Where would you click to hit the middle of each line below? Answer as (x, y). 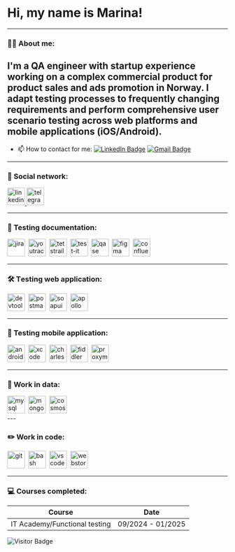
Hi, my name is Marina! (75, 13)
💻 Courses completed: (47, 491)
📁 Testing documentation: (52, 227)
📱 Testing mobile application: (58, 333)
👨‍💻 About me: (31, 43)
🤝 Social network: (38, 176)
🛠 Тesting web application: (55, 279)
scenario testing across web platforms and (102, 121)
